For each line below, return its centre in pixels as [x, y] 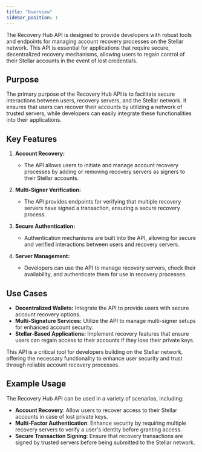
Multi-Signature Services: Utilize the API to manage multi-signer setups [105, 321]
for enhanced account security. [54, 327]
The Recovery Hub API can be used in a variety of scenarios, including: [95, 398]
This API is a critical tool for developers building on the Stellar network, [95, 351]
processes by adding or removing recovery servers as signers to [105, 172]
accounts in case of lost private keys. [61, 416]
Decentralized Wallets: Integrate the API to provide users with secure [102, 308]
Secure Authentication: [45, 226]
